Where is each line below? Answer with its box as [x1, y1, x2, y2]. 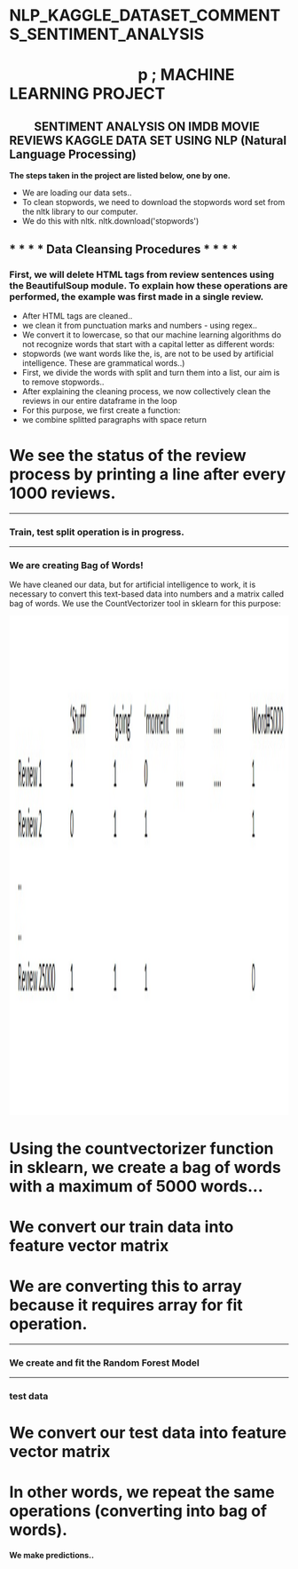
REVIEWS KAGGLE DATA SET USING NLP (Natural [9, 132, 286, 147]
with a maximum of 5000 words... [9, 1176, 263, 1196]
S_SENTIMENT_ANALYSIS [9, 24, 205, 44]
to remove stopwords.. [21, 376, 105, 387]
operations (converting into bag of [9, 1502, 268, 1521]
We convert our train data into [9, 1216, 234, 1237]
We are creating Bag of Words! [9, 559, 144, 572]
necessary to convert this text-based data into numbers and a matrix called [9, 589, 285, 599]
